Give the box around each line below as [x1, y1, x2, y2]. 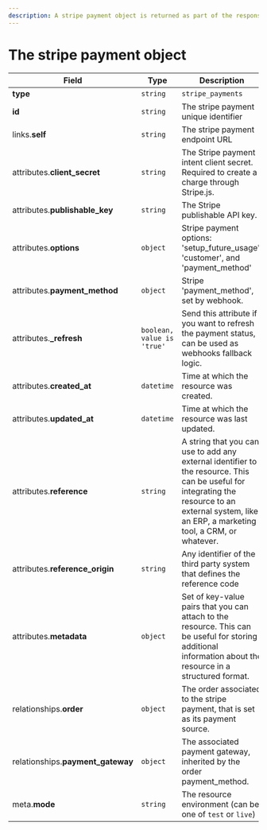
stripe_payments [181, 89, 243, 98]
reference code [181, 578, 240, 589]
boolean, [141, 325, 174, 335]
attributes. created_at [12, 380, 91, 391]
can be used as [181, 337, 239, 348]
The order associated [181, 683, 261, 694]
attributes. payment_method [12, 285, 118, 296]
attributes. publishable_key [12, 204, 114, 215]
